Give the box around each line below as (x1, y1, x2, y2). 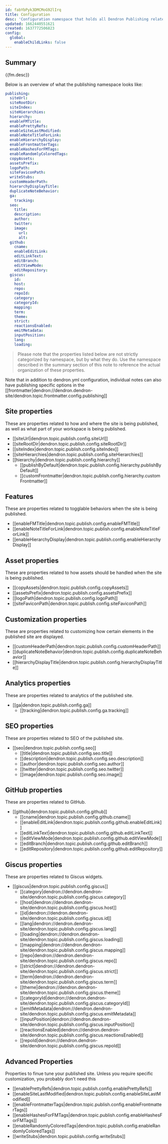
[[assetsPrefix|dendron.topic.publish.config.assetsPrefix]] (12, 590, 132, 596)
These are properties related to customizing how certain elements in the (5, 628, 154, 634)
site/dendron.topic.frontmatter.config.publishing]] (5, 392, 107, 398)
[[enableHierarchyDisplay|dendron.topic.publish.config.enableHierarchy (12, 536, 161, 542)
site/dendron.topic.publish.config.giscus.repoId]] (19, 1043, 121, 1049)
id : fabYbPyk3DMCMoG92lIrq (5, 7, 61, 12)
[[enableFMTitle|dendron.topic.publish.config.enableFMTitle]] (12, 520, 140, 526)
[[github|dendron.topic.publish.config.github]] (12, 808, 107, 815)
